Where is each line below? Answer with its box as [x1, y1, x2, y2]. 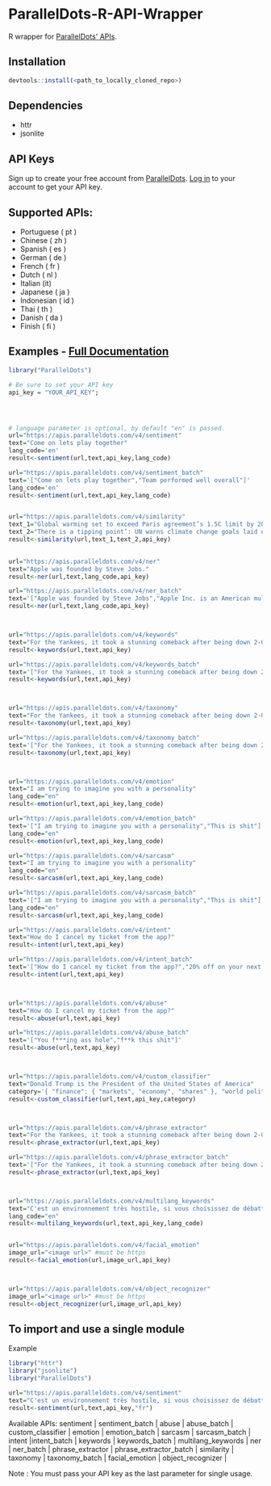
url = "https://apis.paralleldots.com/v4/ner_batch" [8, 587, 182, 595]
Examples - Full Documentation [8, 345, 169, 359]
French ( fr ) [19, 262, 60, 271]
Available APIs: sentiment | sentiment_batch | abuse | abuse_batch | [8, 1418, 234, 1428]
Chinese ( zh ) [19, 236, 67, 246]
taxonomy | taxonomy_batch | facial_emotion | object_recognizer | [8, 1453, 227, 1463]
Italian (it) [19, 279, 52, 288]
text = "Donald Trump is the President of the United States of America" [8, 1080, 254, 1088]
